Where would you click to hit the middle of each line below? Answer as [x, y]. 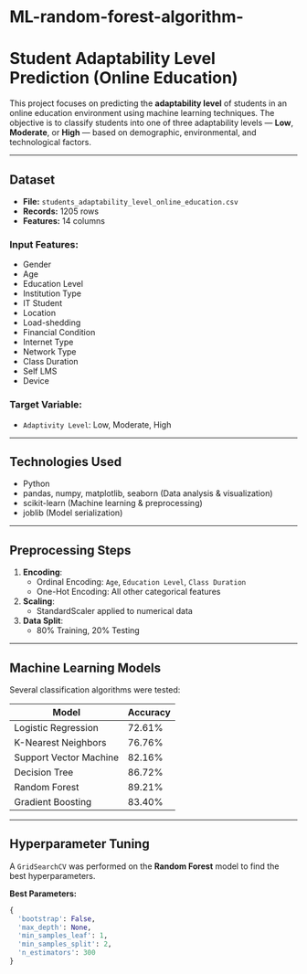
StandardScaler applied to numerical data [115, 611]
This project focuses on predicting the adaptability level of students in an [148, 103]
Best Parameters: [43, 894]
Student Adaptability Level [113, 59]
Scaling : [38, 601]
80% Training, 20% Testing [88, 630]
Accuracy [149, 712]
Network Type [49, 352]
